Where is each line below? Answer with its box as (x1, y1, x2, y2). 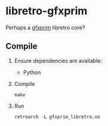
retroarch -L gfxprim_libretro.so (14, 113, 100, 120)
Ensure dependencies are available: (14, 57, 103, 64)
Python (23, 69, 41, 76)
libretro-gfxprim (5, 4, 88, 18)
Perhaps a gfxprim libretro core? (5, 24, 85, 31)
